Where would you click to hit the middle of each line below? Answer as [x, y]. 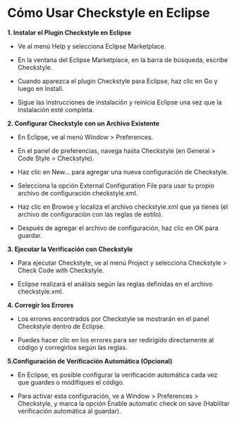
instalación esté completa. [56, 109]
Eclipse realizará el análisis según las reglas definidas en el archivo [115, 284]
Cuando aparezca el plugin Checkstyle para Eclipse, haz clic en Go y [117, 81]
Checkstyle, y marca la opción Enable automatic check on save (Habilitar [123, 403]
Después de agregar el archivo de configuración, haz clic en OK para [118, 228]
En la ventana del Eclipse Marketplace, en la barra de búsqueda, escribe [122, 60]
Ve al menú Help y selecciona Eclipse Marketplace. [92, 46]
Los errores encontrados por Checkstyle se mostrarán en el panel [113, 318]
